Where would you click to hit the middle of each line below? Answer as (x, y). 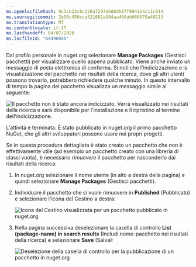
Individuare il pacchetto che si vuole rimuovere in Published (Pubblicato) (102, 193)
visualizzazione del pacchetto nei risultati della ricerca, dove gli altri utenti (95, 74)
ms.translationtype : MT (35, 22)
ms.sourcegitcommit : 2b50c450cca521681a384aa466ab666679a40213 (85, 17)
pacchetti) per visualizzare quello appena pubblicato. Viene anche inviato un (98, 61)
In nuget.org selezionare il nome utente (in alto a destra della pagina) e (100, 175)
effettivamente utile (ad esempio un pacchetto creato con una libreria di (92, 151)
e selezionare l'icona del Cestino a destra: (65, 199)
